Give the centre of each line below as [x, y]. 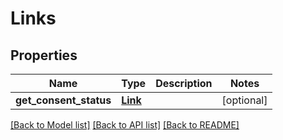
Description [184, 83]
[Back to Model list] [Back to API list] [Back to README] [125, 125]
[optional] [244, 100]
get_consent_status [63, 100]
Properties [44, 55]
